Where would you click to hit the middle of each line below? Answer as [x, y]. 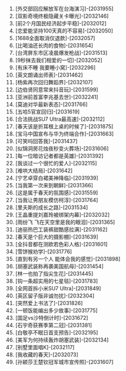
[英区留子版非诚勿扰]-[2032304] [55, 296]
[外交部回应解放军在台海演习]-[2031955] [64, 9]
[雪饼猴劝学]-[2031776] [44, 251]
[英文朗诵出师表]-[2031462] [49, 75]
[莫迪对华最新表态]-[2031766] [51, 104]
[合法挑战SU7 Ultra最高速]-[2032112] [60, 119]
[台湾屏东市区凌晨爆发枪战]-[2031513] [61, 53]
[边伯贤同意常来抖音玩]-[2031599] [57, 90]
